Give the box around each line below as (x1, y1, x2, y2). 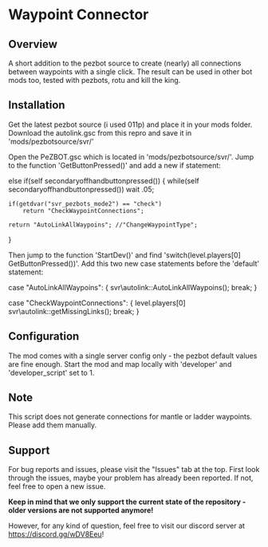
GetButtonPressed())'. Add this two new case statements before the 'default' (8, 258, 260, 268)
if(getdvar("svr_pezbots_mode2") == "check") (8, 199, 162, 208)
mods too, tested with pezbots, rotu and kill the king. (8, 76, 181, 85)
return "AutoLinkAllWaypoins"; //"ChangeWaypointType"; (8, 221, 198, 229)
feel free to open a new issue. (8, 482, 106, 491)
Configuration (8, 329, 80, 344)
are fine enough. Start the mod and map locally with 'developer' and (8, 359, 232, 368)
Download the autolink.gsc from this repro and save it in (8, 128, 192, 137)
